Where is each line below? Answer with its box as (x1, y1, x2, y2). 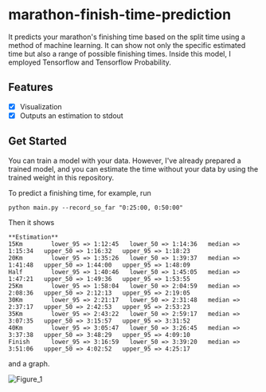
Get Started (8, 134, 67, 148)
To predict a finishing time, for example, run (8, 188, 151, 197)
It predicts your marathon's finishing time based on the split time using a (8, 32, 245, 42)
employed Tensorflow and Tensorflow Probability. (8, 57, 171, 67)
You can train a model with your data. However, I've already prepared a (8, 156, 241, 165)
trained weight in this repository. (8, 172, 114, 182)
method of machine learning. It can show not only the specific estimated (8, 40, 246, 49)
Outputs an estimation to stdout (19, 110, 123, 121)
